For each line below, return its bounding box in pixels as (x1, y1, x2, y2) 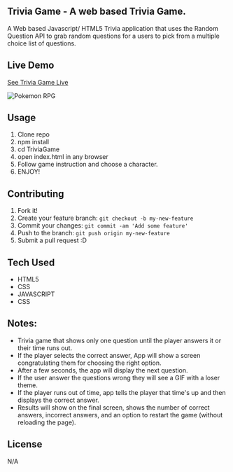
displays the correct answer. (17, 396, 99, 404)
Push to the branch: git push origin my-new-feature (17, 229, 170, 237)
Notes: (7, 318, 37, 330)
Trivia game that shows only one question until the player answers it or (17, 336, 222, 345)
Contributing (7, 188, 64, 200)
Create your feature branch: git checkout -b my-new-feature (17, 214, 194, 223)
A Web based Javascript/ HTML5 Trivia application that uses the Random (7, 24, 218, 32)
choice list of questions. (7, 39, 76, 48)
